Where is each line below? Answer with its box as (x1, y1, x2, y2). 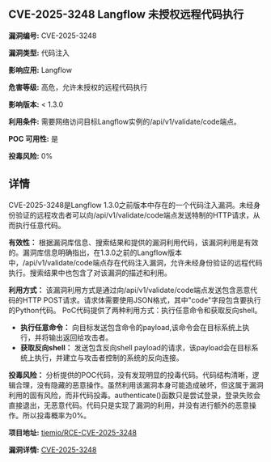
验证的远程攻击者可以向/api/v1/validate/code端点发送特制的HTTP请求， (15, 210, 253, 220)
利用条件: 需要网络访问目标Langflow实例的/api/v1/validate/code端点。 (8, 117, 241, 126)
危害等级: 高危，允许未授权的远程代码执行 (8, 82, 148, 91)
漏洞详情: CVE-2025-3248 (8, 444, 97, 455)
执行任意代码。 (15, 220, 66, 230)
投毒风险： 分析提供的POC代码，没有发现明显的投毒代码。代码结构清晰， (8, 370, 252, 379)
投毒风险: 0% (8, 150, 53, 160)
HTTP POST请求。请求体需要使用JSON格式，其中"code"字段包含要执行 (22, 295, 261, 305)
